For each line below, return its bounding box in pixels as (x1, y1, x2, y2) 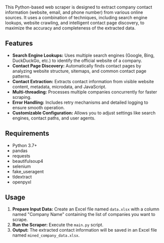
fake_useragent (12, 168, 44, 174)
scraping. (12, 94, 32, 100)
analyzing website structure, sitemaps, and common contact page (12, 68, 147, 74)
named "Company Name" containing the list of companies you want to (12, 212, 156, 217)
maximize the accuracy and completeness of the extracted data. (5, 25, 136, 31)
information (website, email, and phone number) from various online (5, 9, 143, 15)
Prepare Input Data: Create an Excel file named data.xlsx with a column (12, 206, 160, 212)
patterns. (12, 73, 31, 79)
